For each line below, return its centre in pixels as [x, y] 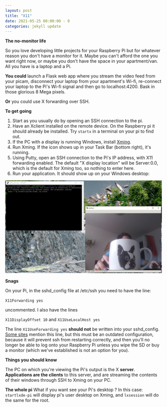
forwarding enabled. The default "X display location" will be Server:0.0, [85, 163]
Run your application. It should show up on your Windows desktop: [81, 173]
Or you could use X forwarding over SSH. [47, 101]
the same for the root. [27, 400]
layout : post [19, 10]
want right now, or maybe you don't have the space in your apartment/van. [82, 61]
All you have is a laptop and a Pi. [38, 67]
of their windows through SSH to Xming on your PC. [58, 380]
